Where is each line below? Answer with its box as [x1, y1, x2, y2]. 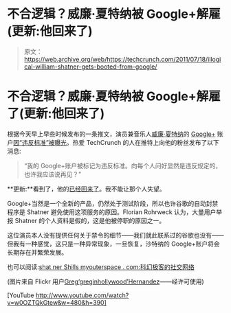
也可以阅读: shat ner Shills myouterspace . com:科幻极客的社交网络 [7, 262, 195, 271]
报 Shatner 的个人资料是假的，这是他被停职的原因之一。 [7, 216, 166, 224]
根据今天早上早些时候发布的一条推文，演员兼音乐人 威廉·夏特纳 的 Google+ [7, 130, 216, 138]
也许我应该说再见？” [23, 170, 81, 178]
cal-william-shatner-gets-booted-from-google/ [23, 62, 157, 71]
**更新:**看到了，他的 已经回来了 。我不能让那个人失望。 [7, 185, 166, 193]
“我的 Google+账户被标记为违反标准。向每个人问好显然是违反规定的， [23, 161, 222, 170]
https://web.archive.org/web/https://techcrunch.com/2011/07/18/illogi [23, 55, 221, 63]
